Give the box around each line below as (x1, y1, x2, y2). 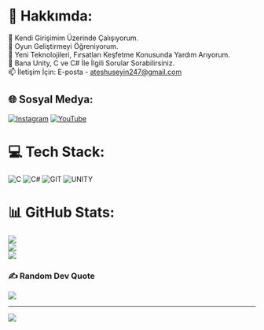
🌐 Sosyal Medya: (8, 93, 93, 106)
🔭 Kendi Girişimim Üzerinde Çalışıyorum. (8, 33, 139, 43)
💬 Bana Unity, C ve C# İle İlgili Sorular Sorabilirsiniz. (8, 58, 175, 68)
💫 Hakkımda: (8, 7, 93, 25)
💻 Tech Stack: (8, 143, 105, 161)
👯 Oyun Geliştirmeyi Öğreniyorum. (8, 41, 119, 50)
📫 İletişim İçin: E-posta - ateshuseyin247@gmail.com (8, 67, 182, 76)
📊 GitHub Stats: (8, 203, 115, 221)
